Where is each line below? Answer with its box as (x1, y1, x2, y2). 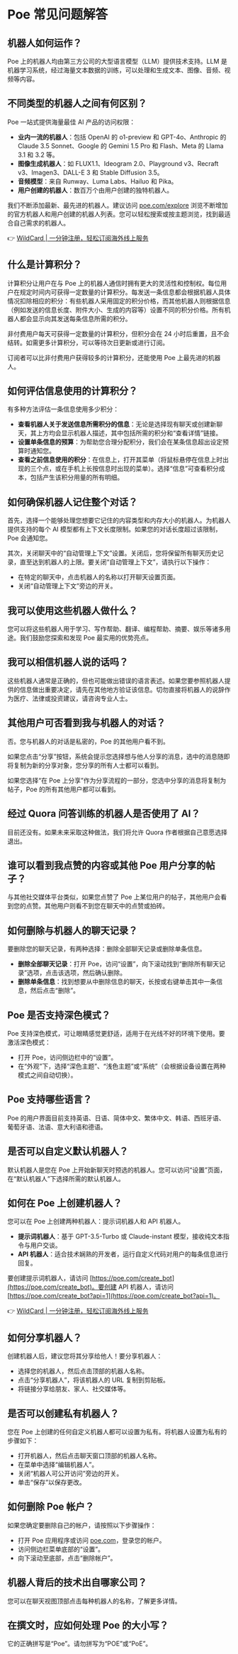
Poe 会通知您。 (7, 534, 52, 542)
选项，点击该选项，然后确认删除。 (26, 968, 126, 977)
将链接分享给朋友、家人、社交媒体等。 (17, 1385, 130, 1393)
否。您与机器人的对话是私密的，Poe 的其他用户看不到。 (7, 737, 170, 745)
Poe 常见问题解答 (7, 6, 108, 23)
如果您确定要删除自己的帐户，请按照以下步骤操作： (7, 1521, 157, 1529)
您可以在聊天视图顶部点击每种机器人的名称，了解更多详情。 (7, 1597, 181, 1605)
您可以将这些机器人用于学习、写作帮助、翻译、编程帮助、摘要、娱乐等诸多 (7, 625, 225, 633)
